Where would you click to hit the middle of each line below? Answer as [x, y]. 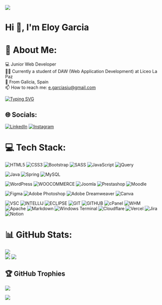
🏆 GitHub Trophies [35, 274]
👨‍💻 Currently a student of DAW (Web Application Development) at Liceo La [81, 72]
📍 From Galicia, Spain [27, 82]
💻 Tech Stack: [36, 148]
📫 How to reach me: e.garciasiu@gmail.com [51, 87]
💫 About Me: [31, 50]
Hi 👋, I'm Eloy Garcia [47, 28]
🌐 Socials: [21, 114]
